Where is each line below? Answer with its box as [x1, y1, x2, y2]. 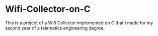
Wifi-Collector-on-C [5, 3, 90, 15]
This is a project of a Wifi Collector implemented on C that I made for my [5, 20, 153, 26]
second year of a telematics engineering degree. [5, 25, 105, 31]
